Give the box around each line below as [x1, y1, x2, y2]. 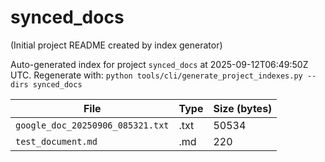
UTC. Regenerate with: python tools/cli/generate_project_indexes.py [10, 69, 303, 81]
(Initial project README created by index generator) [10, 39, 223, 51]
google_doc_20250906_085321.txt [15, 119, 170, 131]
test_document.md [15, 136, 98, 147]
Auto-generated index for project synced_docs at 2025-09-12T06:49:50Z [10, 58, 309, 70]
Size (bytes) [213, 101, 273, 115]
